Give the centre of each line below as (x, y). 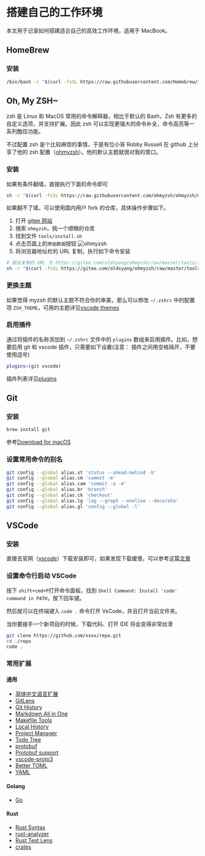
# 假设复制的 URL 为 (30, 263)
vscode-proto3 (34, 759)
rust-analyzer (32, 833)
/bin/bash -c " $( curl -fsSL (42, 82)
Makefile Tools (34, 720)
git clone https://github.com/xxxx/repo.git (64, 636)
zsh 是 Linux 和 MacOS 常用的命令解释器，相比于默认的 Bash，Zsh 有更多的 (102, 116)
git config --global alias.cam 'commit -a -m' (67, 484)
